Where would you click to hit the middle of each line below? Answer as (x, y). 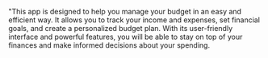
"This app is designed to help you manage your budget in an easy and (125, 12)
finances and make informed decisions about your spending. (109, 45)
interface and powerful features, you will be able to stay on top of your (126, 37)
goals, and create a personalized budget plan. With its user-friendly (121, 28)
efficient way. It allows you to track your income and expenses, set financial (134, 20)
